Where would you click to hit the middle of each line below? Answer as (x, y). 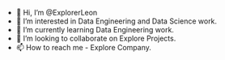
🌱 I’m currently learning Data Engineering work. (95, 30)
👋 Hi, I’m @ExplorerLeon (57, 13)
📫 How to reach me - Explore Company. (84, 47)
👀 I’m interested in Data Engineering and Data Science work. (116, 21)
